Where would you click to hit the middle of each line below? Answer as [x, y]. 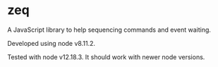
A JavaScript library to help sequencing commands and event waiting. [109, 30]
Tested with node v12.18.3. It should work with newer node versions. [106, 57]
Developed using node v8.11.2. [52, 43]
